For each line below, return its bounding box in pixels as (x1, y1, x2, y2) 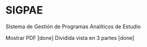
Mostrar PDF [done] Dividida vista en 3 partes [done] (5, 34, 135, 41)
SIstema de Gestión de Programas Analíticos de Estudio (5, 23, 141, 30)
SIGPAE (5, 4, 43, 17)
